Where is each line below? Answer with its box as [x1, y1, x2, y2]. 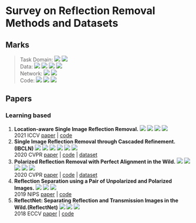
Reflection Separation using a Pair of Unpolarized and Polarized [13, 177, 173, 184]
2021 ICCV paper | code [13, 132, 73, 139]
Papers [5, 94, 32, 104]
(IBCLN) [13, 145, 34, 152]
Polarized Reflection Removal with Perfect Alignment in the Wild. [13, 158, 176, 165]
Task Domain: [19, 56, 53, 63]
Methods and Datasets [5, 16, 119, 30]
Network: [19, 70, 43, 77]
